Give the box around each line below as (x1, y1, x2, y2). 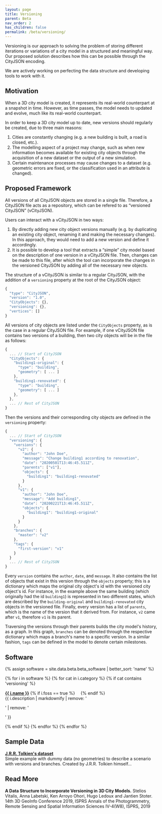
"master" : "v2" (17, 533, 49, 537)
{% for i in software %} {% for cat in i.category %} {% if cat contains (5, 675, 142, 681)
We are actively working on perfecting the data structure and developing (5, 68, 150, 73)
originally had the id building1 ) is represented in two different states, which (5, 594, 156, 600)
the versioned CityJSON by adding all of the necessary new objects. (12, 262, 148, 268)
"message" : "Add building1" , (22, 497, 81, 502)
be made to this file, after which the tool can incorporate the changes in (12, 257, 155, 263)
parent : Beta (5, 16, 31, 21)
